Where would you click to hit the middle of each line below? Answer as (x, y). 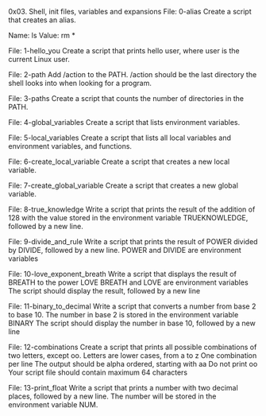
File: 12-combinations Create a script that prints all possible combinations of (133, 347)
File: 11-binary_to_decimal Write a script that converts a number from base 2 (132, 306)
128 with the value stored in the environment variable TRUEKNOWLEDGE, (128, 218)
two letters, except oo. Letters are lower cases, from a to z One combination (133, 356)
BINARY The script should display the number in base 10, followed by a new (132, 323)
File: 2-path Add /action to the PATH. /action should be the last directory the (133, 74)
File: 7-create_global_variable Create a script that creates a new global (123, 185)
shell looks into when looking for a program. (80, 83)
